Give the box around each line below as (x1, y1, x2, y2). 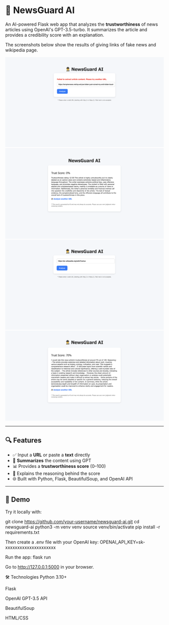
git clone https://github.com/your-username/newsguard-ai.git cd (5, 518, 140, 524)
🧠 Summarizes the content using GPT (12, 458, 92, 464)
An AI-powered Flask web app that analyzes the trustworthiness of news (5, 21, 158, 27)
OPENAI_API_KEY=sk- (100, 539, 145, 545)
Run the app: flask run (5, 554, 51, 560)
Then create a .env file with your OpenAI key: (5, 539, 99, 545)
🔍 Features (5, 436, 42, 445)
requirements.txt (5, 529, 40, 535)
